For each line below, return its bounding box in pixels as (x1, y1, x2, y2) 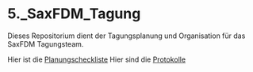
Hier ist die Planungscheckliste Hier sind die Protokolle (7, 55, 186, 64)
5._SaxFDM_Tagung (7, 5, 141, 23)
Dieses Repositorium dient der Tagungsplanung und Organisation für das (7, 31, 246, 40)
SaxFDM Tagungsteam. (7, 39, 84, 48)
